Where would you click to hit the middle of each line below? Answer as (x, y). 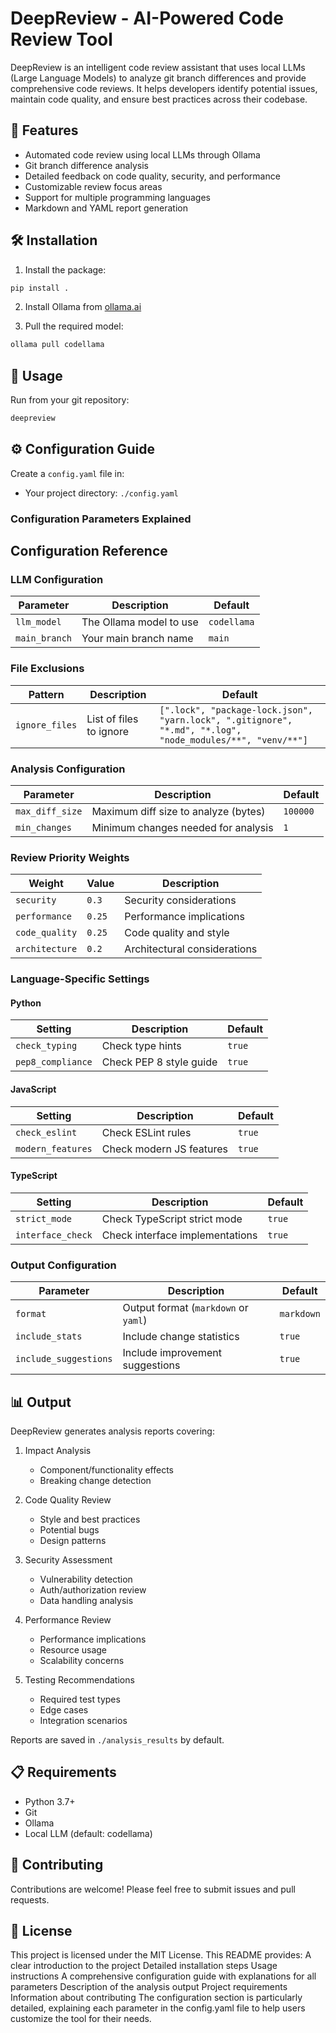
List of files (112, 719)
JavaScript (33, 1089)
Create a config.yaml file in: (67, 473)
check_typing (46, 1046)
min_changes (44, 828)
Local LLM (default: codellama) (88, 1833)
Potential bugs (69, 1529)
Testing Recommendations (79, 1679)
